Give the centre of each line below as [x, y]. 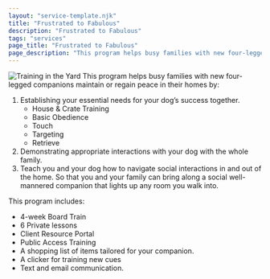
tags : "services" [37, 38]
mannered [37, 185]
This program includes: [47, 201]
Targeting [48, 134]
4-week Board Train [53, 217]
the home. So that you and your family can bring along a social [123, 177]
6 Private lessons [49, 225]
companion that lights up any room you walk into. [137, 185]
